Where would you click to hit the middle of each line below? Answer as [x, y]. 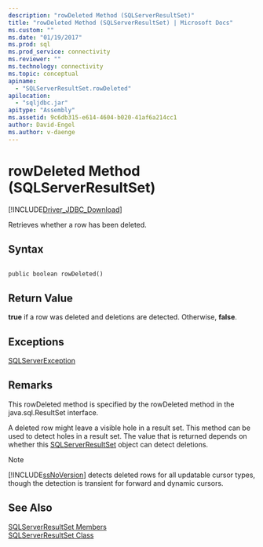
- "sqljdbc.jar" [42, 103]
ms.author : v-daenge [42, 132]
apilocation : [29, 96]
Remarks [31, 385]
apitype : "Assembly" [42, 111]
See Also [30, 508]
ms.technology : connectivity [56, 67]
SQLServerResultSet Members [58, 527]
